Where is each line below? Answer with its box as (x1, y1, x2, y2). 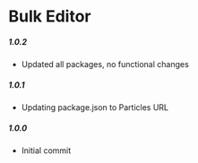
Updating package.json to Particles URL (21, 102, 169, 113)
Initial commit (21, 145, 72, 156)
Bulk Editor (8, 6, 91, 27)
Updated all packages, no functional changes (21, 59, 189, 70)
